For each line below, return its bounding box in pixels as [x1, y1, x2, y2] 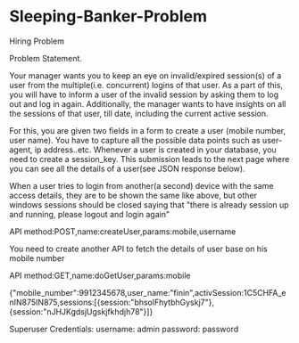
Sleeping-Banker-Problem [9, 6, 208, 27]
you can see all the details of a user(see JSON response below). [9, 163, 245, 174]
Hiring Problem [9, 36, 65, 46]
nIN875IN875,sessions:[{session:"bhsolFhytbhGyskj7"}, [9, 297, 214, 307]
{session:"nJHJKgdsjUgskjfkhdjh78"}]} [9, 306, 154, 317]
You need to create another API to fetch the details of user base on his [9, 243, 268, 254]
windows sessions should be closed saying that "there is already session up [9, 199, 289, 210]
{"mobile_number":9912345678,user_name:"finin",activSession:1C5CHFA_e [9, 287, 287, 298]
